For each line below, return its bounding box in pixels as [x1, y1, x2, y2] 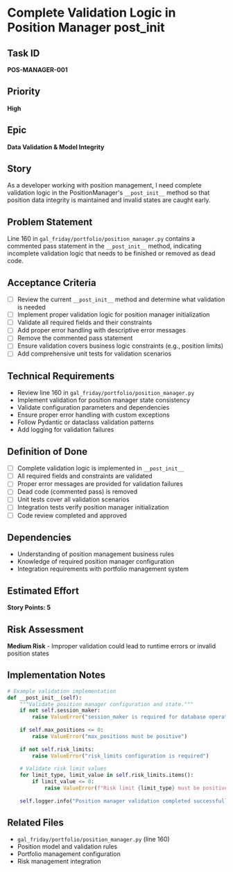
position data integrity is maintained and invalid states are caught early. [7, 196, 211, 204]
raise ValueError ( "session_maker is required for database [32, 714, 207, 721]
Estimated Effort [7, 585, 80, 596]
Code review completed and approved [17, 511, 127, 519]
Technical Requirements [7, 370, 115, 382]
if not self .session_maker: [19, 707, 101, 714]
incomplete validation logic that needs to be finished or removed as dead [7, 249, 216, 258]
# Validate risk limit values [19, 765, 107, 772]
